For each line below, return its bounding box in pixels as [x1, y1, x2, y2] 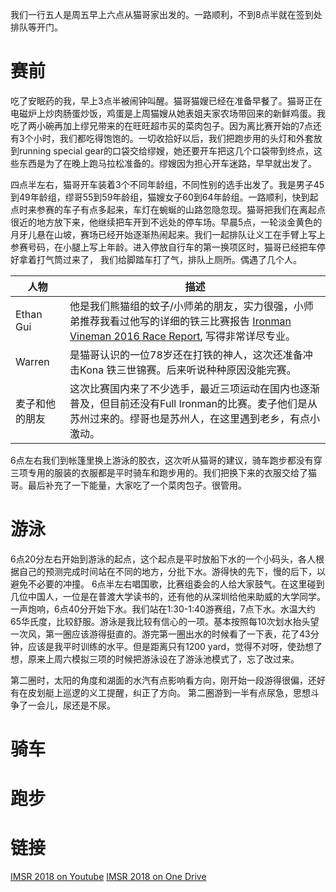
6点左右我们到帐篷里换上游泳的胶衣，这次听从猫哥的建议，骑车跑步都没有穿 [10, 454, 323, 466]
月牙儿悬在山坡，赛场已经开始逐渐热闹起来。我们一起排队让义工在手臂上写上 [10, 228, 326, 240]
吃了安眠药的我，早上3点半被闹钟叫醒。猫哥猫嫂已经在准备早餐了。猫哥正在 [10, 94, 323, 107]
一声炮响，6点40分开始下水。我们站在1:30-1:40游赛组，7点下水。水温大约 [10, 603, 316, 615]
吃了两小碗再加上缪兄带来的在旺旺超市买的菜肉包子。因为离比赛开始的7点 [10, 119, 313, 132]
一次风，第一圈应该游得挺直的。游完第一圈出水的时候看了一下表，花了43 [10, 628, 311, 640]
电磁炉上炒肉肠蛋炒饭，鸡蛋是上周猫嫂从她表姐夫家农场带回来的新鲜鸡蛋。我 [10, 107, 326, 119]
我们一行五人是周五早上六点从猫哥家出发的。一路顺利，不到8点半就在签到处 [10, 9, 323, 20]
